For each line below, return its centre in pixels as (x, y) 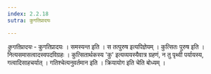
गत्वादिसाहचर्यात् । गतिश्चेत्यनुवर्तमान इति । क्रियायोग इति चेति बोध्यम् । (86, 62)
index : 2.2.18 (28, 14)
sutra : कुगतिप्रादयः (29, 20)
